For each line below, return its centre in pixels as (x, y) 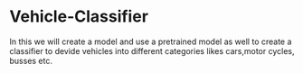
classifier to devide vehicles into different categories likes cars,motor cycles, (152, 50)
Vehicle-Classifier (79, 17)
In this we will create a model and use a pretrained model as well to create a (151, 41)
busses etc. (31, 60)
